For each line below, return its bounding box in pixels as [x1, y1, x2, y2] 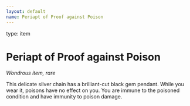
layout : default [6, 8, 46, 15]
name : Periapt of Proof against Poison [6, 14, 104, 20]
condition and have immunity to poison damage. [6, 93, 123, 100]
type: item [6, 30, 30, 37]
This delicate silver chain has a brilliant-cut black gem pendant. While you [6, 81, 185, 88]
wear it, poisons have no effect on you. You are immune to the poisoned [6, 87, 180, 94]
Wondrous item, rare [6, 69, 56, 76]
